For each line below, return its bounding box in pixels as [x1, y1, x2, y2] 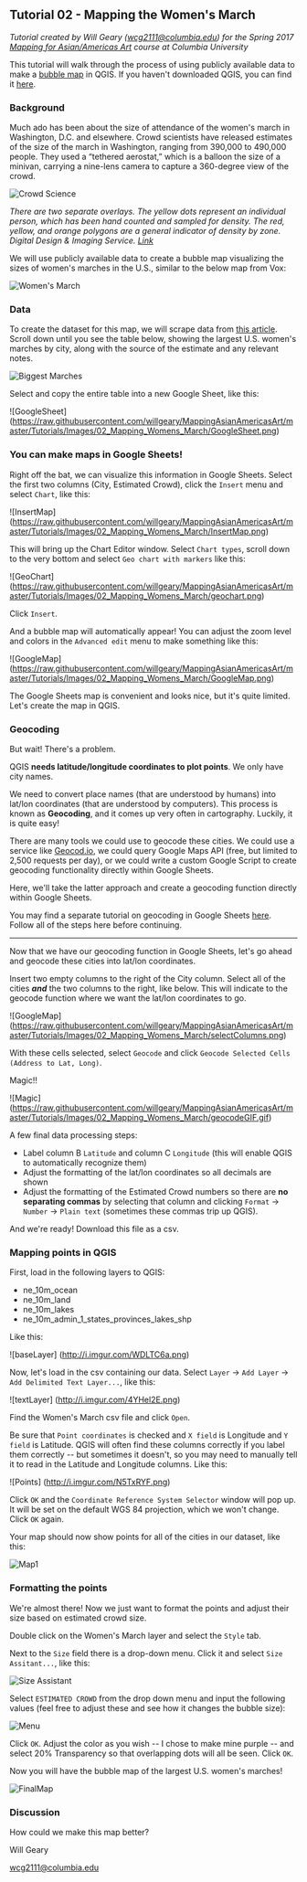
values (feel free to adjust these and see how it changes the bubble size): [9, 1702, 286, 1713]
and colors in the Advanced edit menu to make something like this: [9, 635, 259, 646]
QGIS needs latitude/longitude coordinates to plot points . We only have [9, 761, 284, 771]
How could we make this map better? [9, 1826, 149, 1837]
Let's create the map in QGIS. [9, 699, 121, 711]
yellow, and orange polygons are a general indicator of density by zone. [9, 226, 281, 237]
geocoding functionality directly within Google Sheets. [9, 865, 215, 876]
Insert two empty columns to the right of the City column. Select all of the [9, 973, 286, 984]
